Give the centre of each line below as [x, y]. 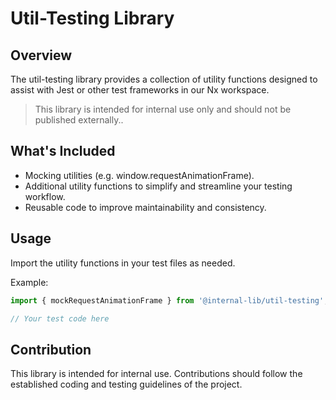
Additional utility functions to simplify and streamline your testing [158, 186]
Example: [29, 282]
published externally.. [79, 120]
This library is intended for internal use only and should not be [163, 109]
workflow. [45, 196]
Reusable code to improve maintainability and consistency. [145, 207]
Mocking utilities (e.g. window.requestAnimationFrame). [139, 175]
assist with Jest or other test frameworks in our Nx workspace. [140, 90]
